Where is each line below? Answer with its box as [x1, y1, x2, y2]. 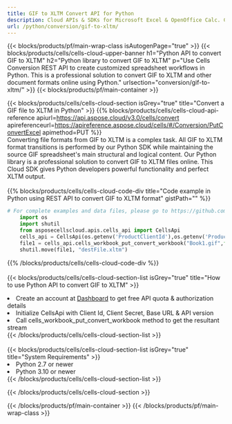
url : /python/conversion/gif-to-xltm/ [7, 23, 119, 30]
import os [19, 214, 48, 221]
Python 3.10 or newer [16, 367, 76, 376]
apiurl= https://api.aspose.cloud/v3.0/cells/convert [36, 114, 180, 122]
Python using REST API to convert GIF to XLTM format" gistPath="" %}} [7, 194, 211, 203]
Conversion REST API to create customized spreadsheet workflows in [7, 63, 205, 72]
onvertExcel [7, 128, 41, 137]
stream [7, 323, 28, 332]
